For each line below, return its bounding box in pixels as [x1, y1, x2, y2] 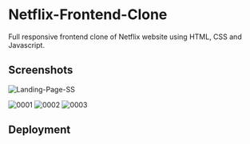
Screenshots [8, 64, 73, 77]
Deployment [8, 123, 71, 137]
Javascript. [8, 40, 46, 49]
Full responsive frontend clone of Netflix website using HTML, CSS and [8, 32, 242, 41]
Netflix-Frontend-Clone [8, 6, 168, 24]
